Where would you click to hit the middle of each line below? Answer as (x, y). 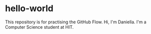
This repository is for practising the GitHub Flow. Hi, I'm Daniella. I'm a (76, 22)
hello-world (29, 8)
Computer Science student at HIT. (39, 27)
